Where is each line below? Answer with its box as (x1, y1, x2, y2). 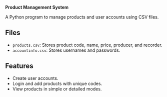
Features (5, 62, 33, 70)
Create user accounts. (12, 75, 58, 81)
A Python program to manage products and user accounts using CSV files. (5, 14, 159, 20)
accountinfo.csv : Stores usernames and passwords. (12, 47, 120, 53)
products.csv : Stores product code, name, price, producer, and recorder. (12, 42, 162, 48)
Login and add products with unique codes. (12, 80, 102, 86)
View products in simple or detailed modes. (12, 85, 102, 92)
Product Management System (5, 5, 69, 10)
